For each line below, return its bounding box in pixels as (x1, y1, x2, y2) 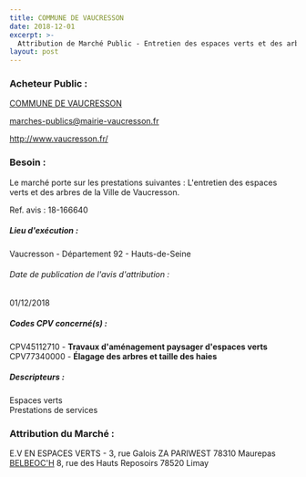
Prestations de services (9, 404, 98, 415)
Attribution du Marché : (9, 427, 116, 440)
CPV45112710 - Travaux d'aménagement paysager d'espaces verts (9, 341, 269, 352)
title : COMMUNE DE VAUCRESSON (9, 13, 125, 23)
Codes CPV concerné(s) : (9, 318, 107, 329)
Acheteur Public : (9, 78, 88, 90)
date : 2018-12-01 (9, 22, 76, 31)
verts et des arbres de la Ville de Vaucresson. (9, 186, 180, 197)
